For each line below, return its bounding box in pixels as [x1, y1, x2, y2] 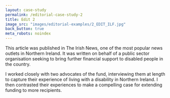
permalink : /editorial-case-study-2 [5, 12, 83, 17]
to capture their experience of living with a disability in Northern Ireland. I [5, 77, 158, 82]
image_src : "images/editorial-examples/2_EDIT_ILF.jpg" [5, 21, 126, 27]
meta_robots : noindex [5, 31, 51, 36]
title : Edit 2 [5, 17, 36, 22]
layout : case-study [5, 7, 47, 13]
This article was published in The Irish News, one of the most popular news [5, 45, 163, 51]
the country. [5, 61, 31, 67]
